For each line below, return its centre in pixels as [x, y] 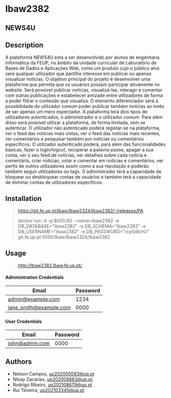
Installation [23, 198]
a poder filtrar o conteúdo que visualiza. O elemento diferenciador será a [82, 101]
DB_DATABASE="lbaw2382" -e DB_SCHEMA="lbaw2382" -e [82, 226]
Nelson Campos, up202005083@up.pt [54, 374]
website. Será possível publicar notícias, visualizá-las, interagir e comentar [84, 90]
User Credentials [24, 321]
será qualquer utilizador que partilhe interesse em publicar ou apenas [78, 74]
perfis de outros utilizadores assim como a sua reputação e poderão [77, 166]
